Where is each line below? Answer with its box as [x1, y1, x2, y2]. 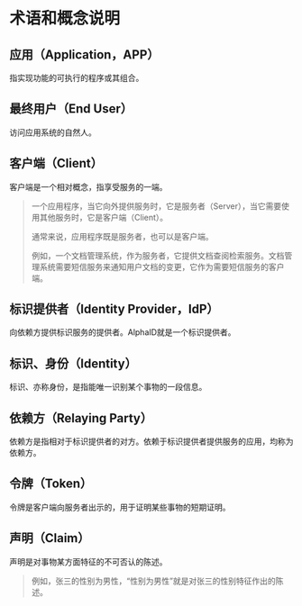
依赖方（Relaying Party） [9, 411, 153, 426]
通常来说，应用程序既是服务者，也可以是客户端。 [31, 231, 214, 241]
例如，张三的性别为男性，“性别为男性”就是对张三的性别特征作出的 [31, 575, 277, 586]
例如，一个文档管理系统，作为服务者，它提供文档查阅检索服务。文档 [31, 249, 285, 261]
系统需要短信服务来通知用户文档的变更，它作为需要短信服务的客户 [39, 261, 285, 272]
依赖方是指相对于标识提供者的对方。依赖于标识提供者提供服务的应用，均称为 [9, 436, 294, 447]
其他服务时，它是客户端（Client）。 [39, 212, 169, 222]
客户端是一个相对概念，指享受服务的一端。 [9, 181, 168, 192]
